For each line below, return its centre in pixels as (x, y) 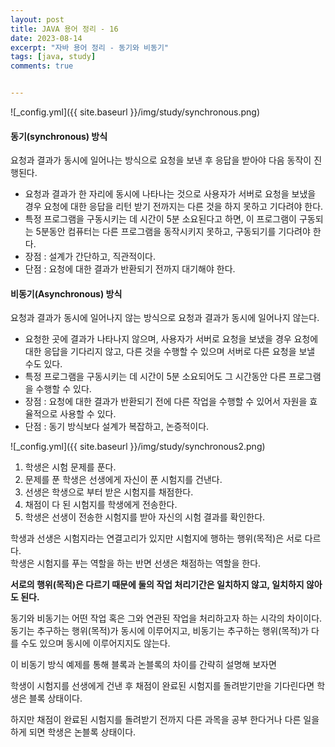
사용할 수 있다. (88, 414)
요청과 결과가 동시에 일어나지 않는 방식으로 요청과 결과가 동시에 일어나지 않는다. (165, 318)
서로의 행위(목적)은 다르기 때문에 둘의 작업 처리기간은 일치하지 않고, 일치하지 (157, 585)
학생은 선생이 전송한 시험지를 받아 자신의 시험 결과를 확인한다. (145, 517)
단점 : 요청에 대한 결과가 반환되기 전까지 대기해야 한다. (130, 269)
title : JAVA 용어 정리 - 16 (64, 29)
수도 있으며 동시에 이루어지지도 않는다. (95, 643)
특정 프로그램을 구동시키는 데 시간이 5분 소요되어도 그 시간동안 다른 (155, 377)
